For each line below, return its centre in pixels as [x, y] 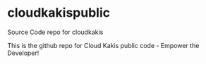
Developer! [23, 53]
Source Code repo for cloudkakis [55, 32]
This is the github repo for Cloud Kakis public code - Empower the [103, 45]
